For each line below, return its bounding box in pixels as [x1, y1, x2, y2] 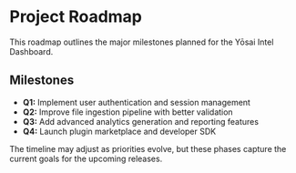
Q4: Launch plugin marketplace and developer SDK [22, 126, 217, 137]
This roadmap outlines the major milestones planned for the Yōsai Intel [9, 36, 274, 47]
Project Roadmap [9, 6, 143, 27]
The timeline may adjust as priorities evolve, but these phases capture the [9, 143, 287, 154]
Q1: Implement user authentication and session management [22, 97, 250, 107]
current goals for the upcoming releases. [9, 153, 163, 164]
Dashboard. [9, 46, 54, 56]
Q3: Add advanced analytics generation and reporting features [22, 116, 260, 127]
